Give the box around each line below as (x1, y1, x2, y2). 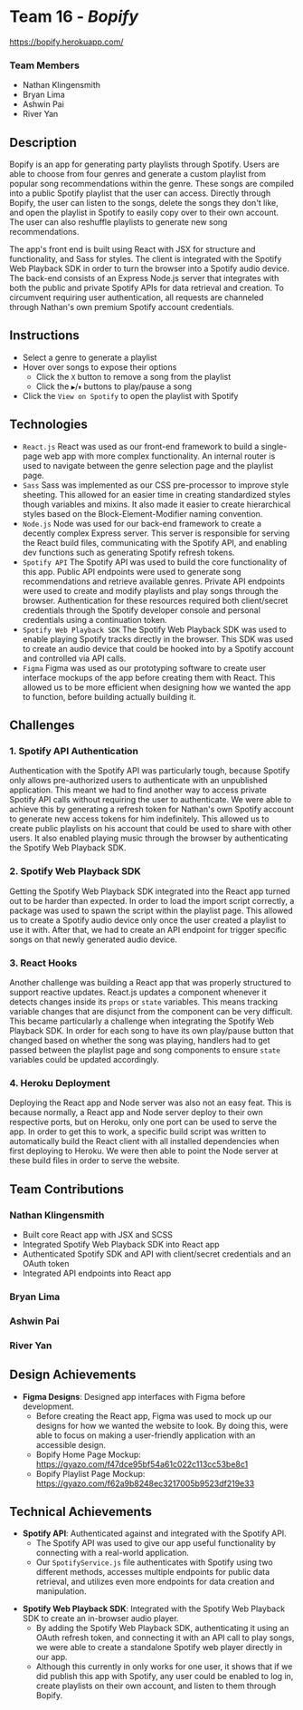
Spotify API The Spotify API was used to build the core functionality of (22, 556, 288, 568)
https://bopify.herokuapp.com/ (9, 36, 124, 47)
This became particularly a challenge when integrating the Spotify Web (9, 1015, 274, 1026)
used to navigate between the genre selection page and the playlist (22, 460, 274, 471)
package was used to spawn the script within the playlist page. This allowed (9, 905, 293, 916)
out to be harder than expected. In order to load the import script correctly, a (9, 895, 295, 906)
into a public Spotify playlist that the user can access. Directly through (9, 188, 271, 199)
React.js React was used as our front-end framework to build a (22, 441, 260, 452)
